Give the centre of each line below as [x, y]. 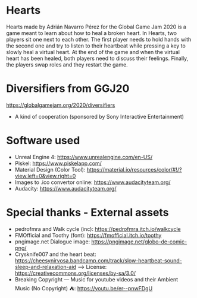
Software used [43, 141]
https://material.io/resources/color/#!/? [134, 169]
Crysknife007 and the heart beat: [55, 254]
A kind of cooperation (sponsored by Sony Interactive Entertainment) [99, 116]
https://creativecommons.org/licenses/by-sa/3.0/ [75, 273]
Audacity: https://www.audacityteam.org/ [65, 188]
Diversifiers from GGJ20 [68, 89]
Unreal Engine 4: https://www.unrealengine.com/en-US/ [84, 157]
